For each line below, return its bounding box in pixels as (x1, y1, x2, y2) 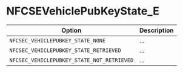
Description (139, 26, 174, 34)
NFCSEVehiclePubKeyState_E (6, 4, 159, 18)
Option (61, 26, 82, 34)
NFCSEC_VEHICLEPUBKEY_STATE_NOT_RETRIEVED (9, 56, 134, 64)
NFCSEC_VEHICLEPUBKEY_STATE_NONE (9, 37, 106, 44)
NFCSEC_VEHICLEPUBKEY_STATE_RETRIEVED (9, 47, 121, 54)
